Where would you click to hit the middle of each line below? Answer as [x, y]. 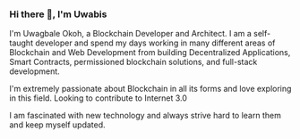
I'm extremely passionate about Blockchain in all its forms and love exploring [150, 89]
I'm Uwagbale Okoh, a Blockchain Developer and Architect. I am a [131, 34]
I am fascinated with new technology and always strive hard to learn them [146, 116]
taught [21, 43]
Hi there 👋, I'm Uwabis [58, 14]
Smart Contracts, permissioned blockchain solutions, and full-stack [133, 62]
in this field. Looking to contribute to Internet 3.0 [99, 98]
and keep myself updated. [57, 125]
